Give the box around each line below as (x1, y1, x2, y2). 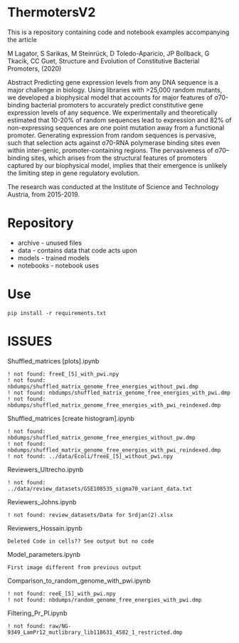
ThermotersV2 (7, 4, 96, 21)
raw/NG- (48, 622, 72, 629)
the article (7, 35, 37, 43)
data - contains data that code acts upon (17, 246, 137, 255)
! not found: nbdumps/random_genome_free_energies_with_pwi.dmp (7, 596, 202, 603)
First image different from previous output (7, 563, 142, 571)
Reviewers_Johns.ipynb (7, 497, 77, 506)
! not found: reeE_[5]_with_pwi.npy (7, 590, 116, 597)
